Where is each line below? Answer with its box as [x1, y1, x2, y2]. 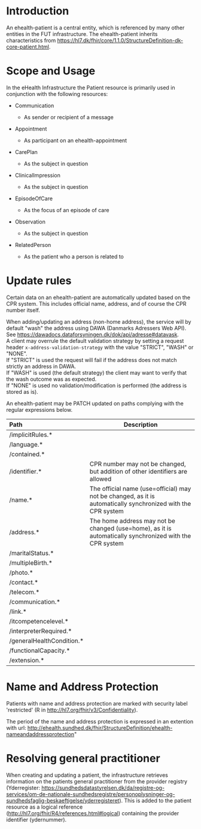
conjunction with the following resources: [6, 90, 108, 97]
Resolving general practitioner [6, 751, 160, 765]
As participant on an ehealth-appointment [23, 137, 127, 144]
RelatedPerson [14, 241, 51, 248]
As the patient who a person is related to [23, 253, 124, 260]
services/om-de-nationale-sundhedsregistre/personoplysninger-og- [6, 790, 175, 798]
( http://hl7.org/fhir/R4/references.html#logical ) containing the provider [6, 809, 179, 816]
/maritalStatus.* [9, 548, 54, 557]
